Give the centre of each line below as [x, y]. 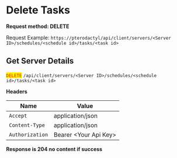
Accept [18, 115]
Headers [17, 92]
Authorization [29, 134]
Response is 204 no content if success [54, 149]
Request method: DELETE [38, 26]
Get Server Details [40, 61]
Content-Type [27, 125]
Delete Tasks [38, 10]
